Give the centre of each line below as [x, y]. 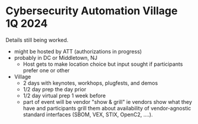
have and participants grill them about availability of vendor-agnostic [107, 108]
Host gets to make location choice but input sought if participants [103, 64]
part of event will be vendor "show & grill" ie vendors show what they [107, 101]
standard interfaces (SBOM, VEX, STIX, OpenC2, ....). [88, 115]
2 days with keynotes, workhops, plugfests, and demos [90, 83]
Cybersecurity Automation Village [92, 11]
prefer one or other [46, 70]
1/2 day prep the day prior [55, 89]
